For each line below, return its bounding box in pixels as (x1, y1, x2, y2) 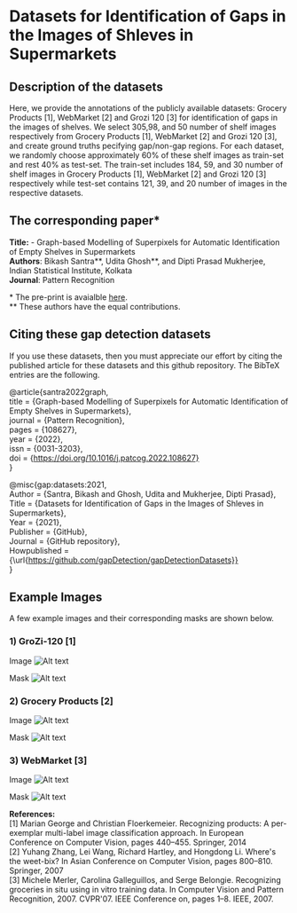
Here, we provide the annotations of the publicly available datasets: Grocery (9, 103, 287, 113)
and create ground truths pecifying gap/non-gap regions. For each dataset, (9, 140, 285, 151)
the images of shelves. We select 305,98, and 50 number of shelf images (9, 122, 277, 132)
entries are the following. (9, 369, 100, 380)
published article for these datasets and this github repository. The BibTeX (9, 359, 280, 370)
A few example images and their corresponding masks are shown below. (9, 613, 275, 624)
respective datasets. (9, 188, 84, 198)
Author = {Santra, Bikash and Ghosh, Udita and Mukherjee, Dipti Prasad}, (9, 488, 277, 499)
